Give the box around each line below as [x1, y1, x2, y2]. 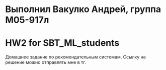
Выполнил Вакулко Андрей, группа [5, 4, 161, 15]
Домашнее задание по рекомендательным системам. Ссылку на [5, 54, 146, 60]
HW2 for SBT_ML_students [5, 37, 120, 49]
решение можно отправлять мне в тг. [5, 59, 87, 65]
